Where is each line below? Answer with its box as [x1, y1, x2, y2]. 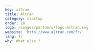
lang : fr [5, 34, 23, 39]
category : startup [5, 16, 43, 21]
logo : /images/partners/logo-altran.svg [5, 25, 89, 30]
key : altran [5, 7, 29, 12]
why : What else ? [5, 39, 41, 44]
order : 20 [5, 20, 25, 26]
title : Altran [5, 12, 34, 17]
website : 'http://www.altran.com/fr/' [5, 30, 84, 34]
